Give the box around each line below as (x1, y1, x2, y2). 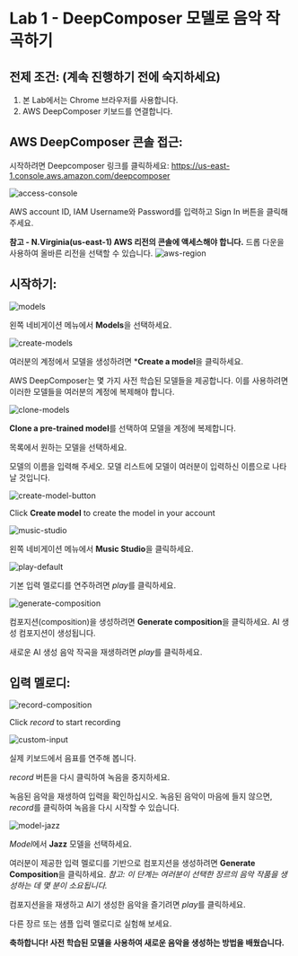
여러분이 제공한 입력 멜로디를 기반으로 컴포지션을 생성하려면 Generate (9, 858, 256, 869)
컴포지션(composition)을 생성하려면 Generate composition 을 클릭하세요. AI (9, 616, 280, 627)
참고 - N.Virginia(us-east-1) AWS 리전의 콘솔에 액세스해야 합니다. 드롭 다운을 (9, 236, 285, 247)
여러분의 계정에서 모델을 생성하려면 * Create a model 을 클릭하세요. (9, 355, 244, 366)
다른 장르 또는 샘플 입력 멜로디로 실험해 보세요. (9, 918, 172, 929)
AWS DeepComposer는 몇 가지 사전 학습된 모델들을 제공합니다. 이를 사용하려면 (9, 374, 289, 386)
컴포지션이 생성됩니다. (18, 627, 96, 638)
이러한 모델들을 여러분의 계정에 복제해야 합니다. (9, 386, 175, 397)
